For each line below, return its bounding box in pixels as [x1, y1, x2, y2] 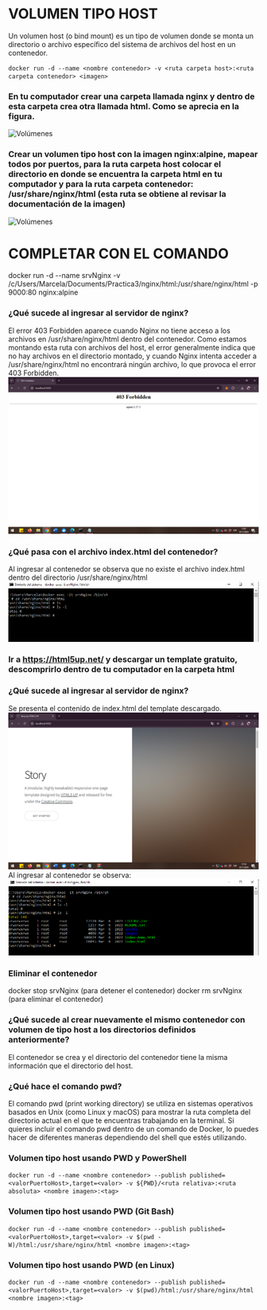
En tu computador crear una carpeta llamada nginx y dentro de [8, 91, 255, 102]
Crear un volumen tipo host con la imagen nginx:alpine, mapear [8, 149, 258, 160]
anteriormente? [8, 1034, 70, 1046]
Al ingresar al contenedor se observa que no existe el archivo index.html [8, 565, 245, 574]
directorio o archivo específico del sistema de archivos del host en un [8, 39, 236, 49]
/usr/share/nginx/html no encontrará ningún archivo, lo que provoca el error [8, 359, 257, 369]
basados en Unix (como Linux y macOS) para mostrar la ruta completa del [8, 1108, 251, 1117]
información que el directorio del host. [8, 1061, 133, 1070]
